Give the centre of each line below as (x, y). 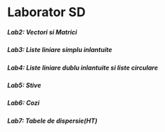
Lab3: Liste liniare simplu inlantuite (60, 50)
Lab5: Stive (24, 85)
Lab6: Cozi (24, 103)
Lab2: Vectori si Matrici (42, 32)
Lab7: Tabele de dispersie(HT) (52, 121)
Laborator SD (46, 12)
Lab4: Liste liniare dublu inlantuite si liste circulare (82, 67)
